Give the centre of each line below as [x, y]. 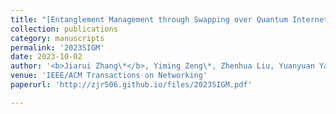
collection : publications [64, 29]
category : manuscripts [57, 38]
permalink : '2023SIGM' [57, 47]
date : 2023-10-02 [46, 57]
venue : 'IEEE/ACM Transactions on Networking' [109, 76]
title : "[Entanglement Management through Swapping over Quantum [149, 19]
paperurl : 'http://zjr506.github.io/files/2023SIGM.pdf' [131, 85]
